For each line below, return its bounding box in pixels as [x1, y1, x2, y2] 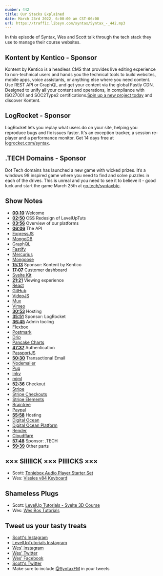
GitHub [12, 287, 27, 293]
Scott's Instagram [12, 535, 48, 540]
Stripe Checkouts [12, 391, 47, 397]
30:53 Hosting [12, 308, 42, 314]
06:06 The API [12, 225, 42, 231]
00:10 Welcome [12, 210, 45, 216]
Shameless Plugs [5, 489, 59, 497]
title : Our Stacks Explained [5, 12, 64, 17]
